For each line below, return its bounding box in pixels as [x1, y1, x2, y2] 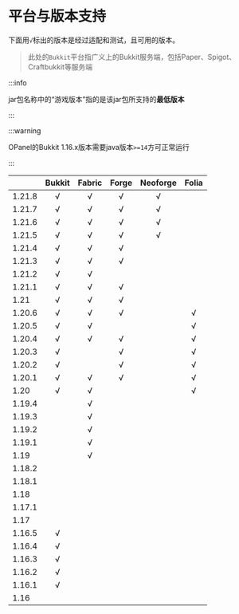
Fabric [77, 177, 103, 188]
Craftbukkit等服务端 [27, 61, 93, 72]
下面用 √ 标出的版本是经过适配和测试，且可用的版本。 [8, 35, 180, 45]
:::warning [8, 125, 41, 136]
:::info [8, 77, 27, 88]
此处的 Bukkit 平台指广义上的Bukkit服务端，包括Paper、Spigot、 [27, 52, 237, 61]
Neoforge [139, 177, 177, 188]
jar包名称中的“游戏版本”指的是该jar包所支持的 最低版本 [8, 94, 185, 104]
